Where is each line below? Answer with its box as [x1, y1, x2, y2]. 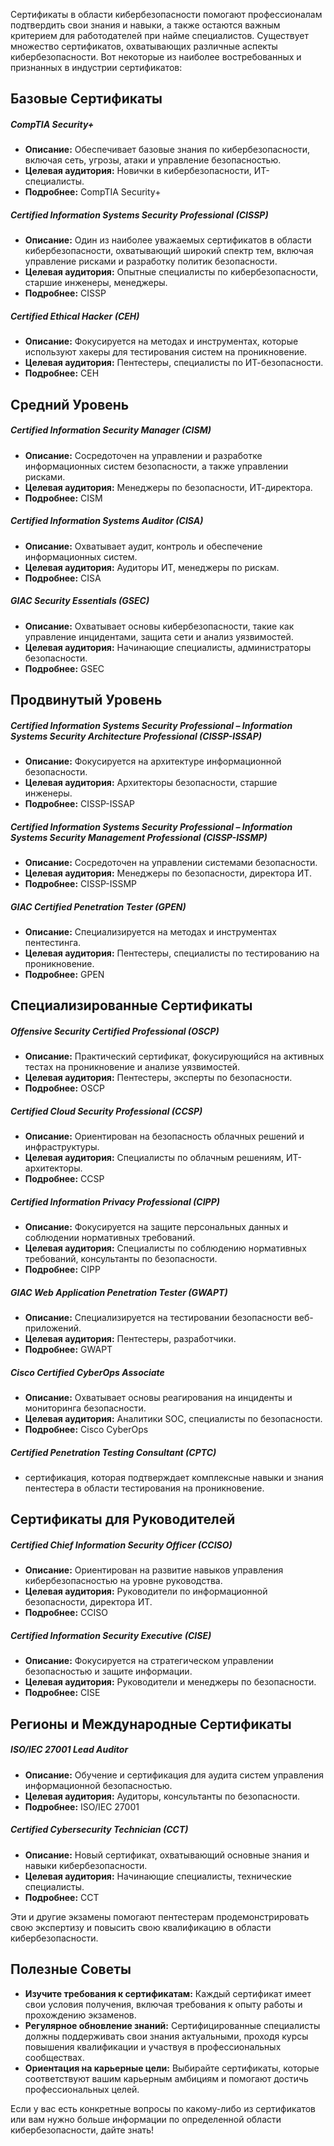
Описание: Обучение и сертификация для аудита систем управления [24, 1769, 325, 1781]
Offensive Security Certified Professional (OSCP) [10, 1025, 220, 1037]
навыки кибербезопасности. [24, 1859, 148, 1871]
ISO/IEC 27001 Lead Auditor [10, 1744, 129, 1756]
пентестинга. [24, 936, 82, 948]
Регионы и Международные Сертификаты [10, 1715, 292, 1733]
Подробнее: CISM [24, 492, 103, 504]
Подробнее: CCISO [24, 1607, 108, 1619]
